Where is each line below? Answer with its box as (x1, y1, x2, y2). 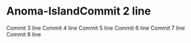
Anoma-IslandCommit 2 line (6, 4, 151, 18)
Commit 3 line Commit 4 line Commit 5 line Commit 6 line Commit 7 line (6, 24, 186, 31)
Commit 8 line (6, 30, 41, 38)
